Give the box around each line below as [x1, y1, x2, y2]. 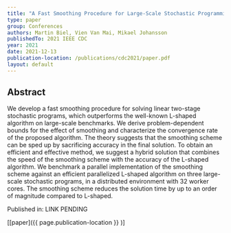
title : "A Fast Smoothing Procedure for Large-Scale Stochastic [7, 10, 195, 17]
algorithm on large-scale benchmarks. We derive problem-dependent [7, 119, 204, 127]
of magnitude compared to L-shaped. [7, 192, 113, 200]
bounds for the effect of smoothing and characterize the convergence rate [7, 126, 218, 134]
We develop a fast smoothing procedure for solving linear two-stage [7, 104, 201, 113]
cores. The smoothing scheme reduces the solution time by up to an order [7, 184, 218, 193]
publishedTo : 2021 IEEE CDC [7, 36, 88, 42]
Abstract [7, 86, 46, 98]
